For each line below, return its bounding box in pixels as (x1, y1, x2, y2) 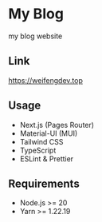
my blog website (8, 31, 63, 41)
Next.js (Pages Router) (19, 120, 94, 129)
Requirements (8, 176, 80, 190)
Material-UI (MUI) (19, 129, 78, 138)
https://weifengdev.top (8, 75, 84, 85)
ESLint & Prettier (19, 153, 74, 164)
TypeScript (19, 145, 57, 155)
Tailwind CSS (19, 137, 64, 146)
